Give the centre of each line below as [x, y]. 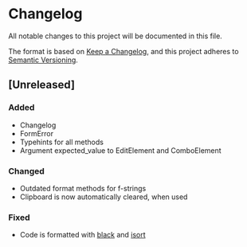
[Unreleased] [42, 85]
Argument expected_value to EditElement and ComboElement [120, 150]
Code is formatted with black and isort [82, 235]
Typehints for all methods [61, 142]
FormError [37, 133]
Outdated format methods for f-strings [83, 188]
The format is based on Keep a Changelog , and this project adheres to [123, 51]
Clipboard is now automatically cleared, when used [104, 197]
